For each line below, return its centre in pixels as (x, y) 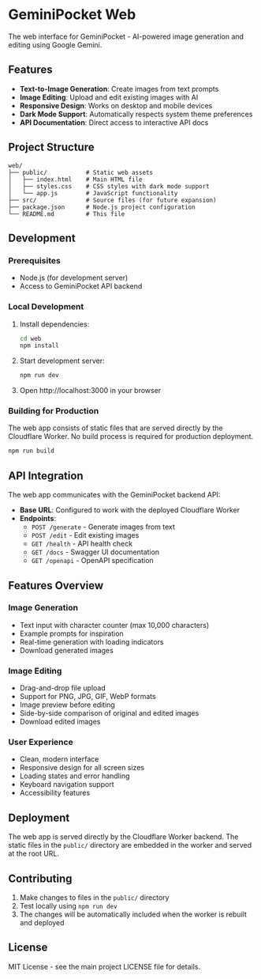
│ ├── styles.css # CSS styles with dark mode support (109, 186)
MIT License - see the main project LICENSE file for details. (104, 966)
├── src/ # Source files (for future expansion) (112, 200)
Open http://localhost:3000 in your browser (90, 391)
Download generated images (67, 650)
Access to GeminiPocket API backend (81, 286)
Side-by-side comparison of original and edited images (109, 713)
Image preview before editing (67, 705)
